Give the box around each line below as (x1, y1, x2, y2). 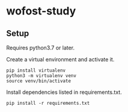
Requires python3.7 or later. (6, 44, 75, 51)
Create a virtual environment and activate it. (6, 56, 115, 63)
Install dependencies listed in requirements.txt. (6, 89, 122, 96)
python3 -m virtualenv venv (6, 73, 77, 79)
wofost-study (6, 4, 76, 18)
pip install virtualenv (6, 67, 66, 73)
